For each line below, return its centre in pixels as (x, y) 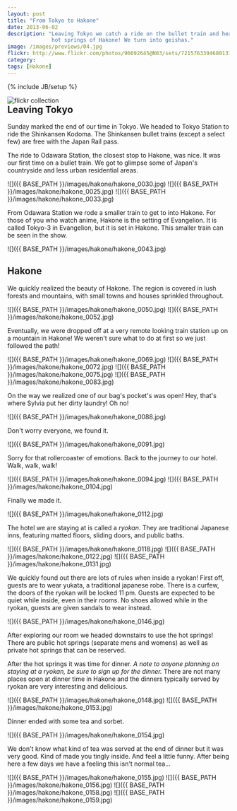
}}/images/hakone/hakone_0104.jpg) (60, 486)
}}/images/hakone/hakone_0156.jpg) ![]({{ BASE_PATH (86, 785)
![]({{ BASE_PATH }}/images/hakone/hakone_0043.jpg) (87, 249)
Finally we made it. (35, 500)
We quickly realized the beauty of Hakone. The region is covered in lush (112, 288)
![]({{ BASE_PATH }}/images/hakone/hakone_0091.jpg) (86, 444)
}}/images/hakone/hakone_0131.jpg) (59, 564)
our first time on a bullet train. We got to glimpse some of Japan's (103, 163)
